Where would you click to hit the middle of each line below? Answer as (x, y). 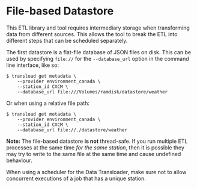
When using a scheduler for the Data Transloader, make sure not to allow (96, 172)
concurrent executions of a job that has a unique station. (76, 178)
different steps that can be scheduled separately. (67, 40)
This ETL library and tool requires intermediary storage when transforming (98, 28)
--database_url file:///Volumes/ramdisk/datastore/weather (92, 92)
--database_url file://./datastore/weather (72, 130)
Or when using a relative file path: (48, 103)
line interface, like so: (32, 65)
